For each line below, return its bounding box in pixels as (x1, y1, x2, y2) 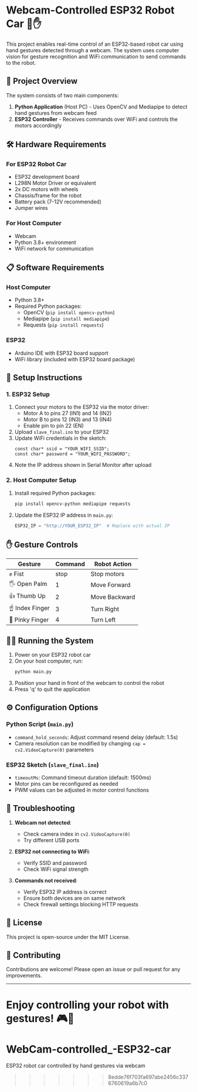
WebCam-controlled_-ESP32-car (6, 1042, 171, 1056)
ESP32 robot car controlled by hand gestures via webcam (6, 1062, 145, 1069)
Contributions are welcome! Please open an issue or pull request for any (6, 966, 181, 973)
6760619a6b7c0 (108, 1080, 148, 1087)
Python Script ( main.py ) (6, 720, 74, 728)
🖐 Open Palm (9, 580, 47, 588)
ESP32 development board (14, 174, 80, 181)
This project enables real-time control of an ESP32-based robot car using (6, 40, 184, 48)
